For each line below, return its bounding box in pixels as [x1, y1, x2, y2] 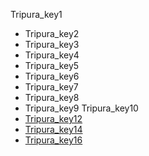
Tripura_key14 [24, 124, 83, 135]
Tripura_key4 [24, 49, 80, 61]
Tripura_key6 [24, 70, 80, 82]
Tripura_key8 [24, 92, 80, 103]
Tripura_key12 [24, 113, 83, 124]
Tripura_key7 [24, 81, 79, 93]
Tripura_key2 [24, 28, 80, 39]
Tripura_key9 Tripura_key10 [24, 102, 139, 114]
